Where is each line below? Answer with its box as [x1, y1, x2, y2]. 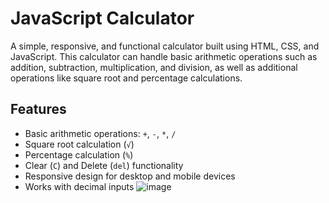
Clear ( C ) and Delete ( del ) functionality [24, 159, 184, 171]
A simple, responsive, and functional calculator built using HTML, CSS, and [10, 40, 320, 52]
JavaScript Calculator [10, 7, 195, 30]
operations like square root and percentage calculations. [10, 72, 243, 84]
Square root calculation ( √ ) [24, 138, 135, 150]
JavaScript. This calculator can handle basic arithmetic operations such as [10, 50, 318, 62]
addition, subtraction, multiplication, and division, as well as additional [10, 61, 298, 73]
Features [10, 101, 67, 118]
